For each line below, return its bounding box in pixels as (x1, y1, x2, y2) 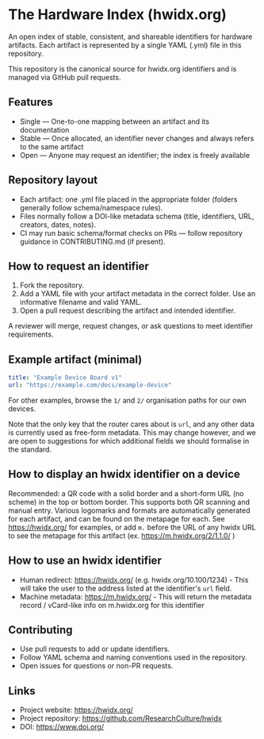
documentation (19, 125, 70, 134)
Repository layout (8, 173, 98, 187)
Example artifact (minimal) (8, 352, 143, 366)
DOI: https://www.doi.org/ (19, 722, 105, 732)
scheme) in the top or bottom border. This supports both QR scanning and (8, 497, 251, 506)
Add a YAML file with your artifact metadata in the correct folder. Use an (19, 289, 256, 298)
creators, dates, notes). (19, 220, 97, 229)
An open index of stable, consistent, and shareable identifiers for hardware (8, 32, 253, 41)
